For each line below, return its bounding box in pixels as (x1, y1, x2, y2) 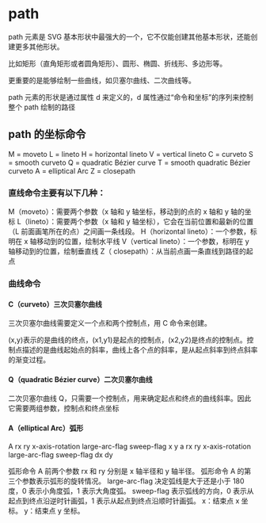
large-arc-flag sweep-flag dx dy (8, 449, 113, 460)
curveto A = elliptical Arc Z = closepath (8, 166, 136, 175)
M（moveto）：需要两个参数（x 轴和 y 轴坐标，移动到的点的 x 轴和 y (8, 207, 230, 216)
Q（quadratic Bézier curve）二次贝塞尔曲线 (8, 374, 153, 384)
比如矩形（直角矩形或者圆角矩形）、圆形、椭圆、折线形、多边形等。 (8, 59, 227, 68)
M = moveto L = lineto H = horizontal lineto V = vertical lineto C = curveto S (8, 149, 253, 158)
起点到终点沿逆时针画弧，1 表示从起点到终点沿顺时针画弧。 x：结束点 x (8, 496, 240, 506)
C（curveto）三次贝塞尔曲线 (8, 299, 103, 309)
